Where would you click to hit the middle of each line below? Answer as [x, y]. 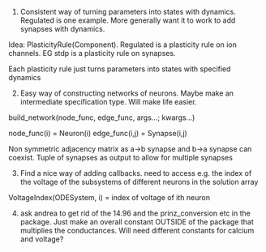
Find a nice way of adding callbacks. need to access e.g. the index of [136, 173]
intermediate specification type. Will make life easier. [108, 102]
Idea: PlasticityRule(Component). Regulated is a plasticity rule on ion [123, 45]
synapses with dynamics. [62, 29]
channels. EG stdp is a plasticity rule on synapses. [92, 53]
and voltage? [42, 239]
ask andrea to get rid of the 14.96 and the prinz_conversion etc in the [135, 213]
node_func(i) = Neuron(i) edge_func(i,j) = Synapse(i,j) [98, 133]
